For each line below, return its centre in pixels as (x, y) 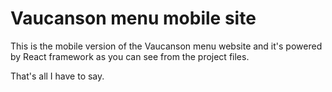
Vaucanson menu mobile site (133, 18)
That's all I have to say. (57, 76)
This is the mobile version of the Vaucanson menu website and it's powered (166, 46)
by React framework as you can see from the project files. (130, 56)
